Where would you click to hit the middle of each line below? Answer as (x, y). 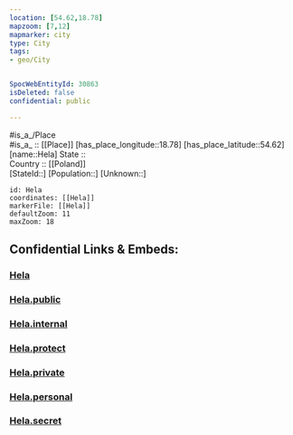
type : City (30, 43)
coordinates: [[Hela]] (52, 198)
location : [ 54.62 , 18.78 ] (56, 18)
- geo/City (30, 60)
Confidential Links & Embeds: (94, 250)
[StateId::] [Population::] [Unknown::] (78, 173)
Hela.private (37, 372)
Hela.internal (38, 324)
